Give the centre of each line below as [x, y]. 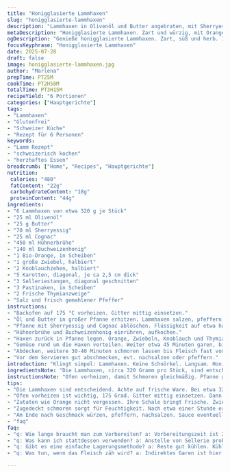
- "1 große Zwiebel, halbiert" [52, 262]
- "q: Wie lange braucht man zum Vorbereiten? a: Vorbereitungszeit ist [113, 434]
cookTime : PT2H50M [33, 84]
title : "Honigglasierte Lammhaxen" [58, 13]
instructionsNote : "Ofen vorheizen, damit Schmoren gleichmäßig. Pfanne [113, 377]
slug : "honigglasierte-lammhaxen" [56, 20]
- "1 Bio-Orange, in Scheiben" [52, 256]
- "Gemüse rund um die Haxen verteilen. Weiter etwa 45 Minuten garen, [111, 345]
